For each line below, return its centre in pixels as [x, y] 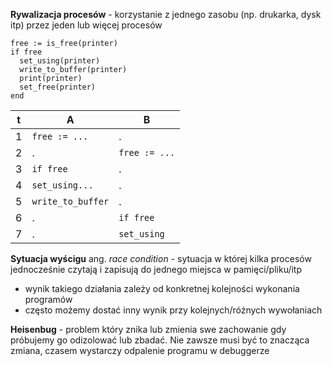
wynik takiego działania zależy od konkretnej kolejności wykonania [162, 288]
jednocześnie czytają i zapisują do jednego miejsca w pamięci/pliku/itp [156, 269]
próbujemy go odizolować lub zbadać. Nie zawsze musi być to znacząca [160, 340]
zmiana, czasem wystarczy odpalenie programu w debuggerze [140, 350]
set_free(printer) [58, 87]
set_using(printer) [60, 61]
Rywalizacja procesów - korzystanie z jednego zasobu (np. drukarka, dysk [166, 14]
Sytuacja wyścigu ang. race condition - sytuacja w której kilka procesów [161, 258]
